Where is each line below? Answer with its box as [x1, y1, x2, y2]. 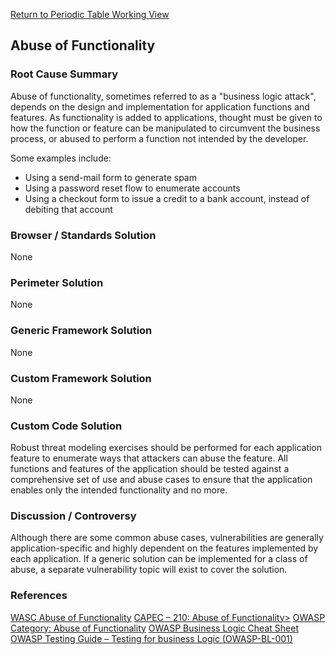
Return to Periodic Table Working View [10, 9, 170, 20]
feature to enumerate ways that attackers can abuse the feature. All [10, 452, 288, 464]
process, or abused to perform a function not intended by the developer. [10, 132, 309, 144]
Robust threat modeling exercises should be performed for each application [10, 442, 323, 454]
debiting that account [24, 203, 113, 215]
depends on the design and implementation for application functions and [10, 100, 310, 113]
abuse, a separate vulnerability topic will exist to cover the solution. [10, 564, 288, 576]
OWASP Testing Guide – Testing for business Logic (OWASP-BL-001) [10, 632, 293, 644]
